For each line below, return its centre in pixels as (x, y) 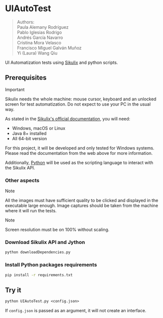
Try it (13, 290)
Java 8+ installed (29, 133)
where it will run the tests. (31, 211)
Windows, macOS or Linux (39, 128)
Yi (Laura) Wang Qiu (37, 53)
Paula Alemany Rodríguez (43, 27)
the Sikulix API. (20, 168)
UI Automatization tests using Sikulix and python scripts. (62, 62)
